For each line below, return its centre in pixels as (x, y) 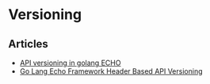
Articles (29, 44)
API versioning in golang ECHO (70, 63)
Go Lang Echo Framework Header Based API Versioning (111, 71)
